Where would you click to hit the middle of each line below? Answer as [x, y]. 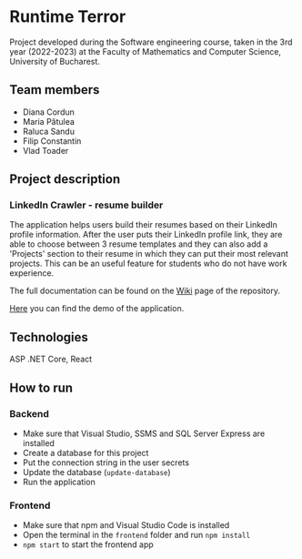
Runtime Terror [68, 17]
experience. [32, 273]
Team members [55, 90]
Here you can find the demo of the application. [97, 309]
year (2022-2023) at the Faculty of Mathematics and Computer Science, [146, 51]
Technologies [49, 337]
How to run [41, 387]
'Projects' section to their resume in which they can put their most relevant [149, 254]
